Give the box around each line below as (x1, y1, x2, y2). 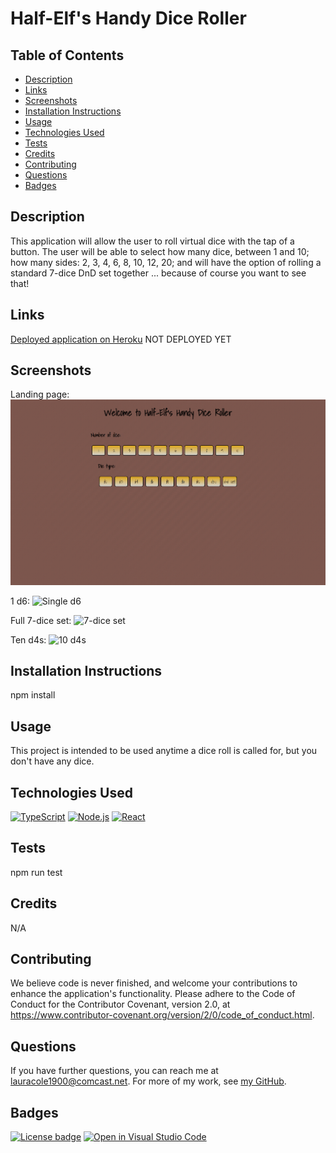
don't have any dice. (10, 755, 95, 767)
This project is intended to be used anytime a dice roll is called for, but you (10, 745, 318, 757)
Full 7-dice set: (10, 614, 72, 626)
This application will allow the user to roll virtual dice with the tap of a (10, 235, 295, 247)
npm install (10, 689, 56, 701)
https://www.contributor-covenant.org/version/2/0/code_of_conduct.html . (10, 1009, 315, 1021)
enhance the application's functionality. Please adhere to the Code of (10, 988, 296, 1000)
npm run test (10, 866, 63, 878)
